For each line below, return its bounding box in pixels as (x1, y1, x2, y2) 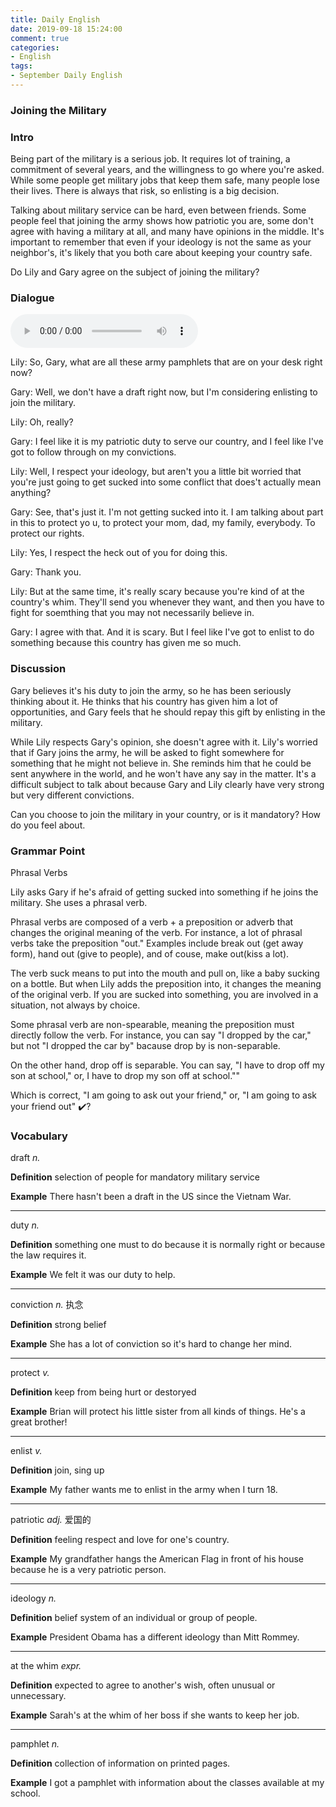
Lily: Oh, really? (10, 416, 74, 428)
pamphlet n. (10, 1738, 60, 1750)
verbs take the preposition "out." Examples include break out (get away (10, 937, 304, 949)
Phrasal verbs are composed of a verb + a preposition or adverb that (10, 916, 294, 928)
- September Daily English (10, 71, 123, 81)
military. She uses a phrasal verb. (10, 896, 148, 908)
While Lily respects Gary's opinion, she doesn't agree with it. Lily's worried (10, 736, 318, 748)
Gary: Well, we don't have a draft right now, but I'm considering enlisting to (10, 386, 318, 398)
